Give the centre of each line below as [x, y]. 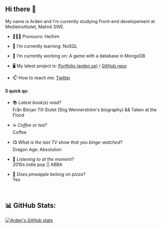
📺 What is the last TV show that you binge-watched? [68, 142]
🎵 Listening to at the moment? [43, 159]
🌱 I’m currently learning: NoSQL [45, 46]
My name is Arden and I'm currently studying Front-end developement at [80, 21]
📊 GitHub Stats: [31, 206]
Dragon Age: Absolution [37, 150]
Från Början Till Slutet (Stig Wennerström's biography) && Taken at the [84, 110]
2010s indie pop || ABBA [37, 165]
